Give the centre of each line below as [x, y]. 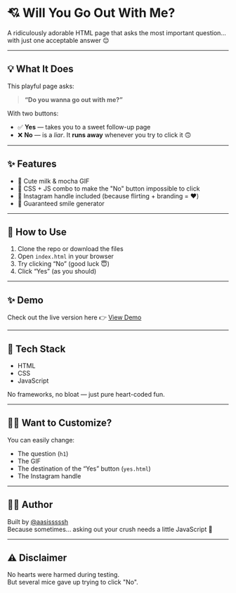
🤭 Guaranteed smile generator [61, 203]
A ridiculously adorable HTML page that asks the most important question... [117, 32]
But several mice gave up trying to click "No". [73, 582]
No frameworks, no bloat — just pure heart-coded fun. [86, 394]
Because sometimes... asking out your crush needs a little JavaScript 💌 [110, 529]
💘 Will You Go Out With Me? [91, 13]
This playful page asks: [41, 86]
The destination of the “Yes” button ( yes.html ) [84, 468]
